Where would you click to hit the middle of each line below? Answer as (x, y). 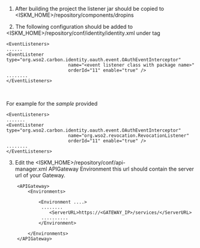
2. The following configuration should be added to (71, 27)
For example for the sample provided (52, 104)
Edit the (24, 162)
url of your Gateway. (40, 175)
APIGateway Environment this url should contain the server (121, 169)
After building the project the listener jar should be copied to (89, 9)
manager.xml (31, 169)
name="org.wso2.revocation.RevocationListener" (129, 136)
